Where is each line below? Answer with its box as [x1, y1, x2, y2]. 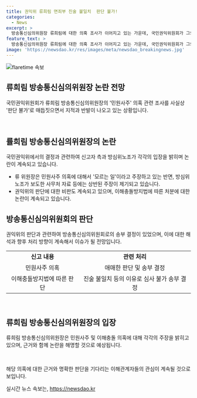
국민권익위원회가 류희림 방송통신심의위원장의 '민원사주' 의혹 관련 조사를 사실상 [6, 99, 185, 106]
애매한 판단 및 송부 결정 [104, 264, 165, 272]
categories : [6, 14, 35, 20]
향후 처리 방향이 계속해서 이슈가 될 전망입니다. [16, 238, 122, 245]
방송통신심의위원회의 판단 [6, 214, 93, 224]
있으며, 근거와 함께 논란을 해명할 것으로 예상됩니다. [6, 342, 122, 348]
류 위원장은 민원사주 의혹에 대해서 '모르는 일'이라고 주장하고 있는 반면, [14, 173, 175, 180]
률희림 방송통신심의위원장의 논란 [6, 136, 116, 147]
